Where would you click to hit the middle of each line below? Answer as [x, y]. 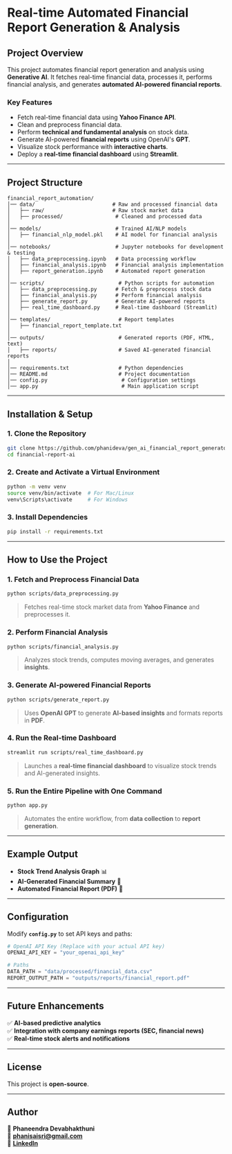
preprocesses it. [47, 614]
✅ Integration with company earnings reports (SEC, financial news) [106, 1031]
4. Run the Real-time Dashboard [62, 738]
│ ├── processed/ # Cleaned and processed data [105, 217]
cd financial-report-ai [41, 454]
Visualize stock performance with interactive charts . [93, 147]
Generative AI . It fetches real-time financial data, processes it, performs [110, 77]
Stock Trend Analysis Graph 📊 [62, 871]
